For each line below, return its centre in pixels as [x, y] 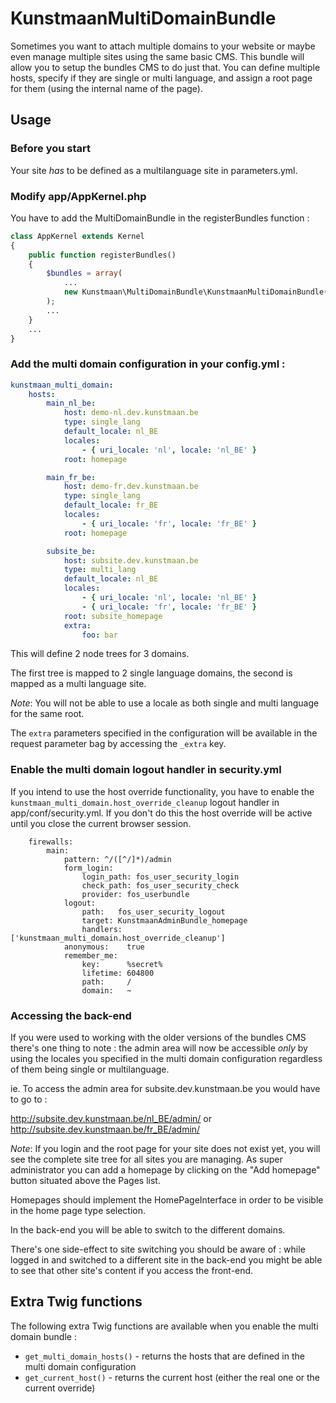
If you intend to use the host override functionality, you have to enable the [162, 791]
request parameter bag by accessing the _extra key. [118, 744]
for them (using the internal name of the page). [106, 88]
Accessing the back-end [71, 1015]
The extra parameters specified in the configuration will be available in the [164, 733]
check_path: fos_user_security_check [160, 885]
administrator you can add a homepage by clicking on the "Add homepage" [165, 1170]
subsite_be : [71, 551]
